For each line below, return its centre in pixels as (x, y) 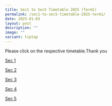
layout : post (18, 23)
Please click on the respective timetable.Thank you (56, 51)
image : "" (15, 32)
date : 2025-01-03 (23, 19)
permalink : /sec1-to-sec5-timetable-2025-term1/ (55, 14)
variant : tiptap (21, 37)
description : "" (21, 28)
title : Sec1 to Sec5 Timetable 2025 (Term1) (51, 10)
